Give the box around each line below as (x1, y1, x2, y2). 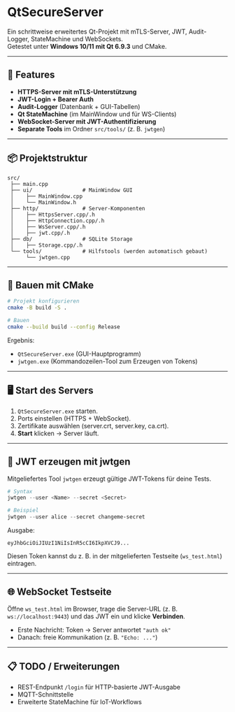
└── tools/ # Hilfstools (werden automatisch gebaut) (10, 247, 208, 255)
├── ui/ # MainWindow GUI (10, 187, 133, 194)
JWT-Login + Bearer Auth (17, 95, 94, 103)
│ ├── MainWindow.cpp (10, 193, 83, 200)
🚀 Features (7, 69, 55, 81)
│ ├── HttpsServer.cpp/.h (10, 211, 96, 218)
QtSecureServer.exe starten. (17, 407, 98, 415)
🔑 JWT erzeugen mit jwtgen (7, 456, 131, 468)
